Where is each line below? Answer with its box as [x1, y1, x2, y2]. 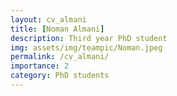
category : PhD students [10, 71, 110, 81]
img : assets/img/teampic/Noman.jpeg [10, 42, 163, 53]
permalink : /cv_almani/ [10, 52, 110, 62]
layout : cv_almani [10, 14, 87, 25]
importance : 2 [10, 61, 70, 71]
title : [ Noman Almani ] [10, 24, 105, 34]
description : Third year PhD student [10, 33, 168, 43]
